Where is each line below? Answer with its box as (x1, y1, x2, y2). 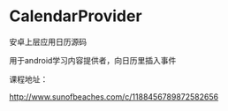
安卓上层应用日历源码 (9, 36, 87, 47)
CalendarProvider (9, 6, 143, 26)
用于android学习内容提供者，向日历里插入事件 (9, 55, 177, 65)
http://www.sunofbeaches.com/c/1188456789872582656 (9, 91, 219, 102)
